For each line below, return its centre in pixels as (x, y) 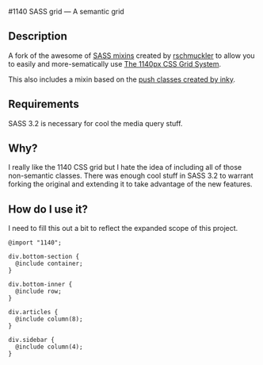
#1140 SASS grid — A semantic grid (66, 12)
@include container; (49, 264)
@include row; (38, 292)
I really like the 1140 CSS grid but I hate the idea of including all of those (125, 167)
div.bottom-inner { (40, 285)
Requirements (44, 104)
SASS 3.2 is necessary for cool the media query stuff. (95, 123)
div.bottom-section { (44, 257)
